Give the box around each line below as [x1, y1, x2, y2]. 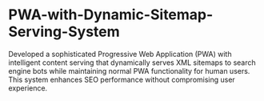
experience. [8, 83, 48, 93]
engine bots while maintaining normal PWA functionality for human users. [8, 66, 250, 75]
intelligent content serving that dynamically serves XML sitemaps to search [8, 58, 256, 67]
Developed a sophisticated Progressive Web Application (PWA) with [8, 49, 232, 59]
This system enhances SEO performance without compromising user [8, 75, 236, 84]
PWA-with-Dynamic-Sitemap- [8, 6, 214, 24]
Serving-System [8, 22, 120, 41]
